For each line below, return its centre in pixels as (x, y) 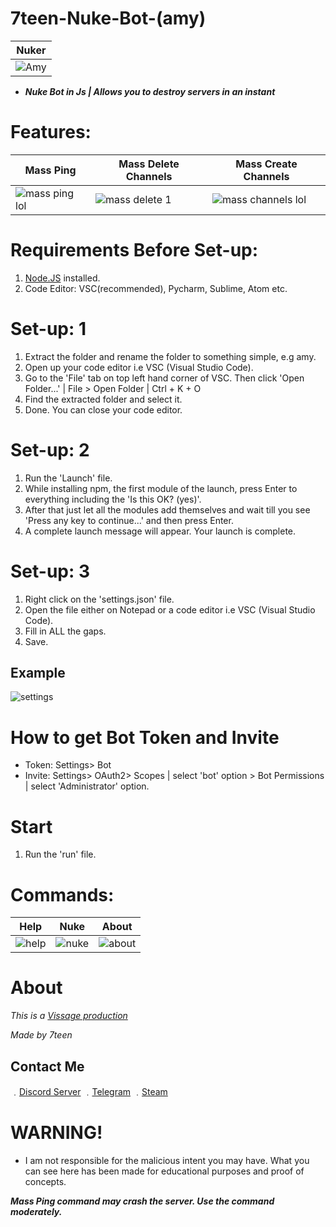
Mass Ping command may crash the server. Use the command (142, 1201)
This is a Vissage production (69, 1016)
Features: (51, 132)
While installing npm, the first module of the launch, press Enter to (161, 488)
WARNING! (56, 1133)
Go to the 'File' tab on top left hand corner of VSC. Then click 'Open (164, 378)
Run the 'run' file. (60, 854)
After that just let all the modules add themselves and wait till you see (167, 509)
